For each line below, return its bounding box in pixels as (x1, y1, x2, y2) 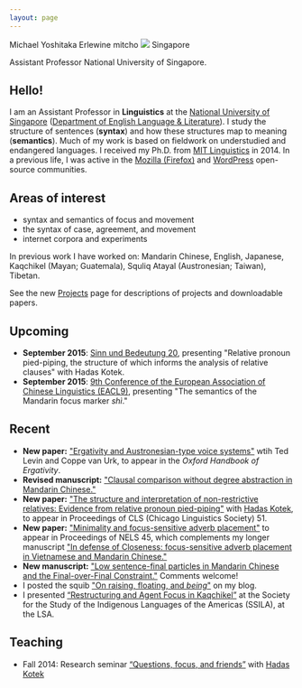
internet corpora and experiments (22, 234, 148, 245)
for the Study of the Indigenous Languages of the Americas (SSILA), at (22, 599, 286, 609)
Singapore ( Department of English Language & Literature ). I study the (9, 116, 267, 127)
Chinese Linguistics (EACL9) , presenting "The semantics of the (22, 386, 257, 397)
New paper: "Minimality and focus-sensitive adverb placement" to (22, 522, 270, 533)
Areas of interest (9, 191, 106, 206)
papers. (9, 297, 38, 308)
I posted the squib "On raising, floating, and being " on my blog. (22, 580, 257, 590)
